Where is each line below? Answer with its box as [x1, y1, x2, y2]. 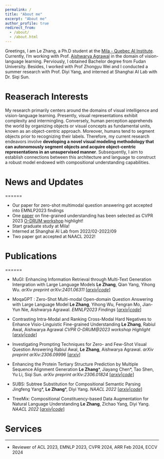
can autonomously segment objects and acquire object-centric [5, 144, 136, 149]
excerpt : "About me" [5, 16, 47, 21]
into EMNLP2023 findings [12, 207, 64, 213]
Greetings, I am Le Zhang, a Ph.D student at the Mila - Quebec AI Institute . [5, 48, 154, 54]
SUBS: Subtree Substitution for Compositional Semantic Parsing [12, 381, 141, 387]
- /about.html [9, 35, 38, 40]
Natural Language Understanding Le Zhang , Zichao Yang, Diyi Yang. [12, 401, 150, 407]
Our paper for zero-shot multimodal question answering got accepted [12, 202, 153, 208]
